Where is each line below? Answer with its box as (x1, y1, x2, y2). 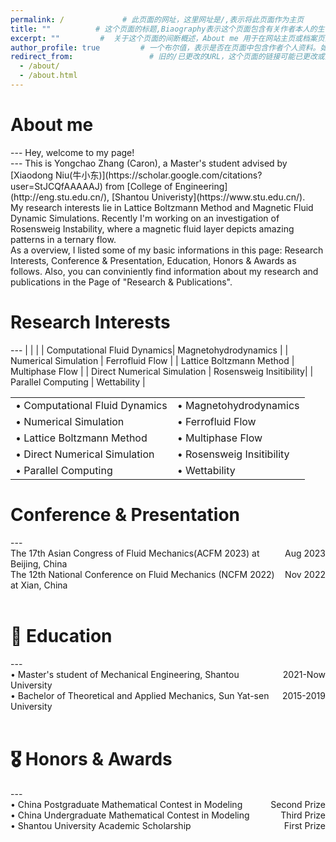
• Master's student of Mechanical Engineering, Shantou (10, 668, 240, 680)
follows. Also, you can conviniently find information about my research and (10, 265, 319, 277)
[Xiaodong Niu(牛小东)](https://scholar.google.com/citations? (10, 169, 263, 181)
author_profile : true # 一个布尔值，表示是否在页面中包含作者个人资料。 (10, 42, 321, 53)
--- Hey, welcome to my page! (10, 146, 135, 158)
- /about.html (19, 71, 78, 81)
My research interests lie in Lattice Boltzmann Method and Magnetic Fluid (10, 201, 314, 213)
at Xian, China (10, 579, 68, 591)
